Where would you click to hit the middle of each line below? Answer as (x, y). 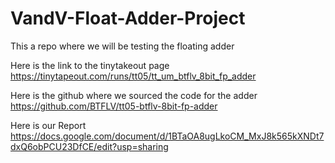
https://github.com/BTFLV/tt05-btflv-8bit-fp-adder (114, 106)
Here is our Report (48, 125)
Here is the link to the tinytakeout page (90, 65)
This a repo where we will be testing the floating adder (122, 46)
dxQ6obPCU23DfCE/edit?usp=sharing (89, 146)
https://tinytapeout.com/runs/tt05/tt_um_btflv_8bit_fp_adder (133, 76)
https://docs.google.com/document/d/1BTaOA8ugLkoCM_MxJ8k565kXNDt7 (167, 136)
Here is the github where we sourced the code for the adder (134, 95)
